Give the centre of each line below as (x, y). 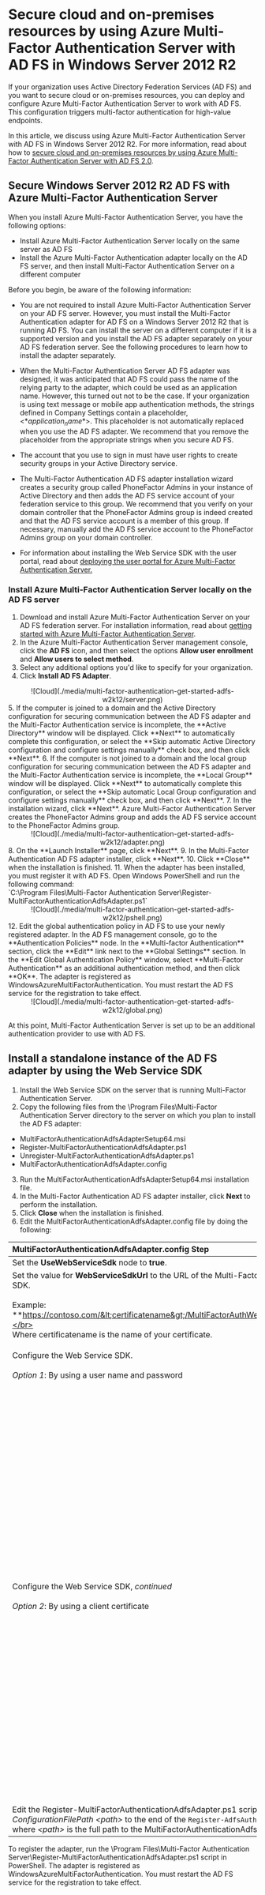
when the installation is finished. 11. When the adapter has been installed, (127, 867)
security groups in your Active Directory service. (98, 463)
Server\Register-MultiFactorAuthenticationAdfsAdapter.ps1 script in (118, 1857)
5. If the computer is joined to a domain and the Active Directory (112, 708)
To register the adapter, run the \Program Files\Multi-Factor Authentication (129, 1848)
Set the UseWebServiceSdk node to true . (90, 1262)
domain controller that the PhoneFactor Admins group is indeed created (136, 512)
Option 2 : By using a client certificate (81, 1606)
